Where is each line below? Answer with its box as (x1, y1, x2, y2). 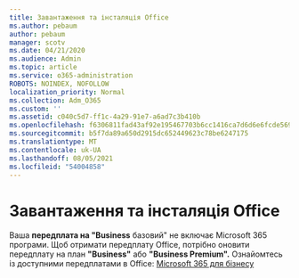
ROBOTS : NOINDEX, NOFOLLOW (9, 79, 109, 88)
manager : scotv (9, 37, 66, 47)
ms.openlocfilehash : (9, 121, 86, 130)
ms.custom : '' (9, 104, 62, 113)
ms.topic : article (9, 63, 77, 72)
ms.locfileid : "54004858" (9, 162, 105, 171)
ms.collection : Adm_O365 (9, 95, 101, 105)
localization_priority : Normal (9, 87, 125, 96)
